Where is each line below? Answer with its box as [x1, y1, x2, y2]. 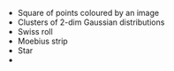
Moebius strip [17, 35, 68, 46]
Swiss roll [17, 27, 53, 36]
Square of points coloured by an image [17, 8, 160, 18]
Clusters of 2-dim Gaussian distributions [17, 17, 165, 28]
